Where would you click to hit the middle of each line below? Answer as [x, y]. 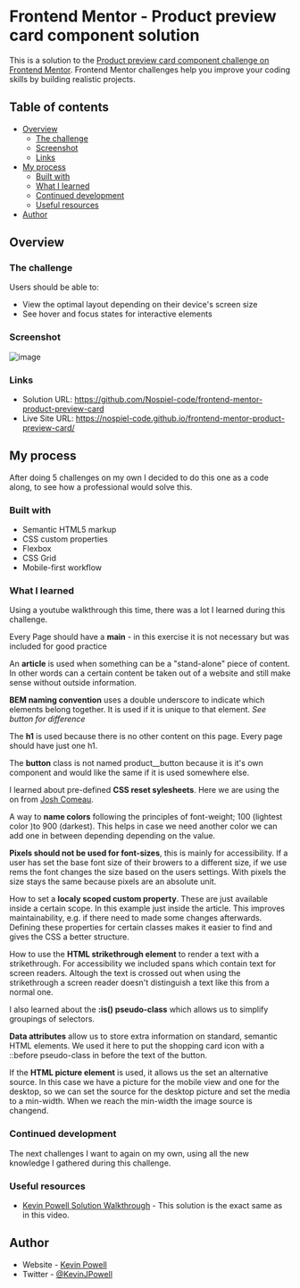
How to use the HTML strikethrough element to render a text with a [134, 955]
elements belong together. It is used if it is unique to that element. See [138, 710]
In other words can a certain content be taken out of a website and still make [150, 673]
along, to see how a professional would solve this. [101, 487]
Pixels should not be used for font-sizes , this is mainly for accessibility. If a [149, 853]
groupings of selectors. [52, 1019]
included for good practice [58, 646]
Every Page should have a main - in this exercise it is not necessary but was [150, 637]
